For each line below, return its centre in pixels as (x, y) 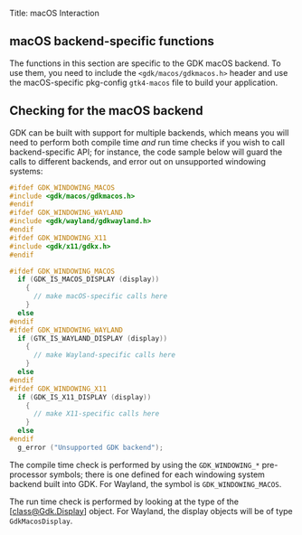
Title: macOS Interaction (54, 13)
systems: (26, 171)
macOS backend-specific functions (112, 41)
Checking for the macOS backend (106, 111)
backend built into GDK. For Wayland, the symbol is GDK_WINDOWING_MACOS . (146, 483)
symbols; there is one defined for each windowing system (157, 474)
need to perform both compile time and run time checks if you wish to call (147, 142)
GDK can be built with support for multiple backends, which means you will (149, 132)
